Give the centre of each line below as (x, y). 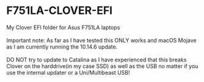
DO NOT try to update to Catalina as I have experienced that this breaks (97, 60)
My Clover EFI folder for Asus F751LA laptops (63, 27)
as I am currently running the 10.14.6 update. (62, 47)
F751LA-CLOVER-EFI (60, 11)
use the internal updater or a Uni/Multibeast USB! (68, 72)
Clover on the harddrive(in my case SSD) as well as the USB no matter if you (102, 66)
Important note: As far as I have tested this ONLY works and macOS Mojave (101, 40)
